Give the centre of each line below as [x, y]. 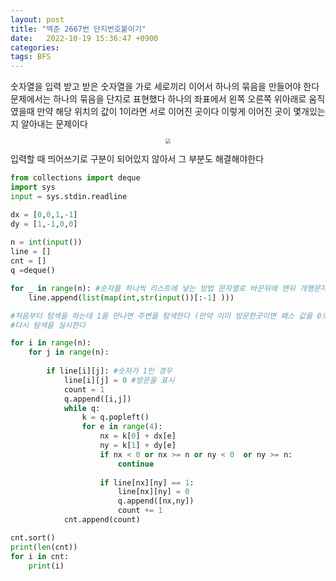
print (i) [46, 566]
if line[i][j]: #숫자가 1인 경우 [109, 371]
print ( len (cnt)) [44, 547]
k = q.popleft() [115, 417]
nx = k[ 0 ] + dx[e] [138, 436]
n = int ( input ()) [46, 242]
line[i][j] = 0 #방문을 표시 [119, 380]
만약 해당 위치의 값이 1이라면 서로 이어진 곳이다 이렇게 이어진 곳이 [164, 112]
